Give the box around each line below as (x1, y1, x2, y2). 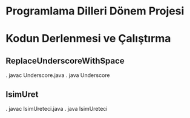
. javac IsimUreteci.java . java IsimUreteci (5, 105, 108, 112)
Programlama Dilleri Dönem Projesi (5, 4, 185, 18)
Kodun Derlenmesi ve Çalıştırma (5, 32, 171, 46)
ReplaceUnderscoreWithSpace (5, 55, 125, 66)
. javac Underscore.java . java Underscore (5, 72, 110, 79)
